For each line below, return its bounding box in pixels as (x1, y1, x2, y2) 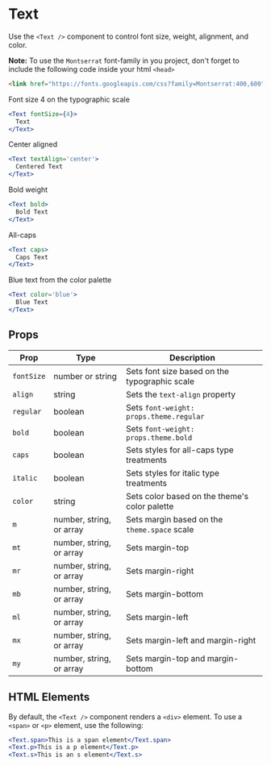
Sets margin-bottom (126, 588, 204, 599)
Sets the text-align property (126, 389, 236, 400)
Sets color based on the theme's (126, 490, 249, 502)
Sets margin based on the (126, 514, 223, 525)
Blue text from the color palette (8, 275, 112, 285)
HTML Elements (8, 690, 90, 704)
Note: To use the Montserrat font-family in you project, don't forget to (8, 56, 240, 65)
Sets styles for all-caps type (126, 444, 234, 456)
